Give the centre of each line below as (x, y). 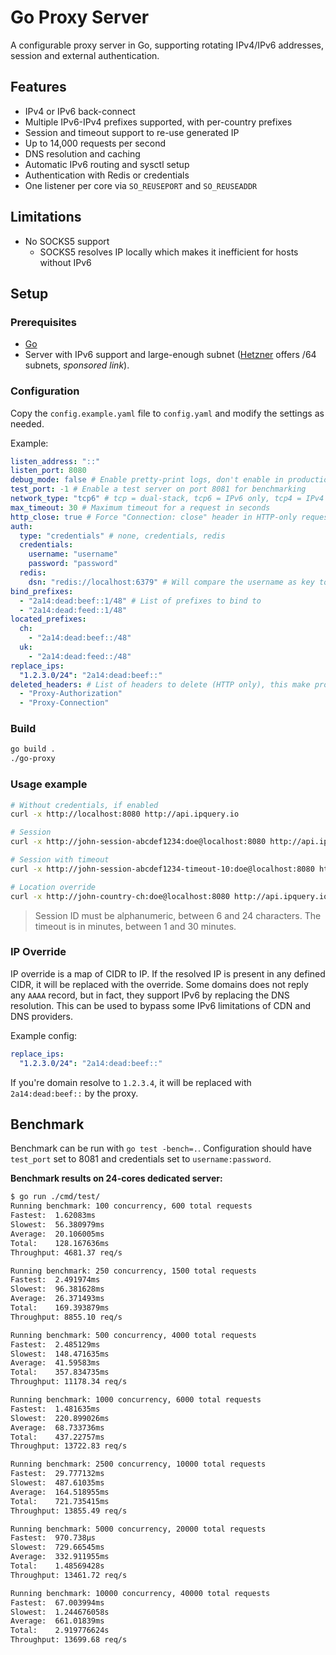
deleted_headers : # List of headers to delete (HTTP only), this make (160, 684)
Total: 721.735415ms (60, 1501)
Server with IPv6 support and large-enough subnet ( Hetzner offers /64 (170, 355)
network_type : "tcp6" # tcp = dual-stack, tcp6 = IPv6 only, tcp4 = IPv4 (167, 499)
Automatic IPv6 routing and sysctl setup (107, 164)
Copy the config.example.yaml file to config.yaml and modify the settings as (167, 413)
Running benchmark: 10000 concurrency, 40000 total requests (140, 1593)
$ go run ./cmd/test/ (55, 1197)
